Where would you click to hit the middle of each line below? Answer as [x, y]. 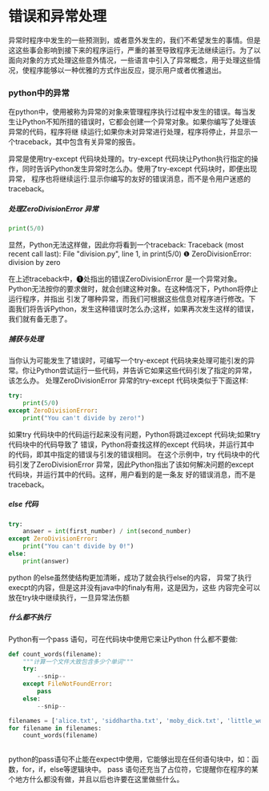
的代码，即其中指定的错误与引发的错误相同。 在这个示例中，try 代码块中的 [130, 454]
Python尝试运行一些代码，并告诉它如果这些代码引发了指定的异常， [146, 371]
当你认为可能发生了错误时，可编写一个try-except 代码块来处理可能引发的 [128, 360]
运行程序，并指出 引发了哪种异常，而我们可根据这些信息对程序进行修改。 [128, 299]
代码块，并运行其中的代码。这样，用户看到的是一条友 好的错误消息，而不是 [132, 474]
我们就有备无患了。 [40, 319]
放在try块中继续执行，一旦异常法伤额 [69, 597]
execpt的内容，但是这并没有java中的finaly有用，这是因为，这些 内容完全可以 [134, 587]
